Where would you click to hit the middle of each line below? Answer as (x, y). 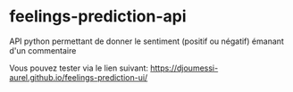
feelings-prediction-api (98, 17)
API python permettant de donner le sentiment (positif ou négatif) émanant (146, 41)
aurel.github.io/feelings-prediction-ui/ (79, 77)
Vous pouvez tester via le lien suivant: (79, 68)
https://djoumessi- (184, 68)
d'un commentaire (43, 50)
